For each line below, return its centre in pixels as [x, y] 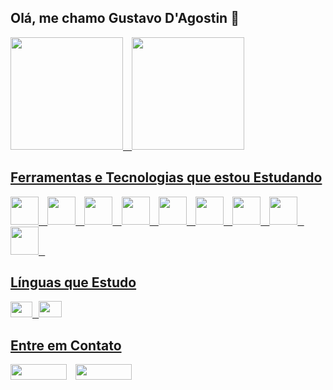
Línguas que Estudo [73, 282]
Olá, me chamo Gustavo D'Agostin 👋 [125, 18]
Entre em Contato [66, 345]
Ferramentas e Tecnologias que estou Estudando [166, 177]
